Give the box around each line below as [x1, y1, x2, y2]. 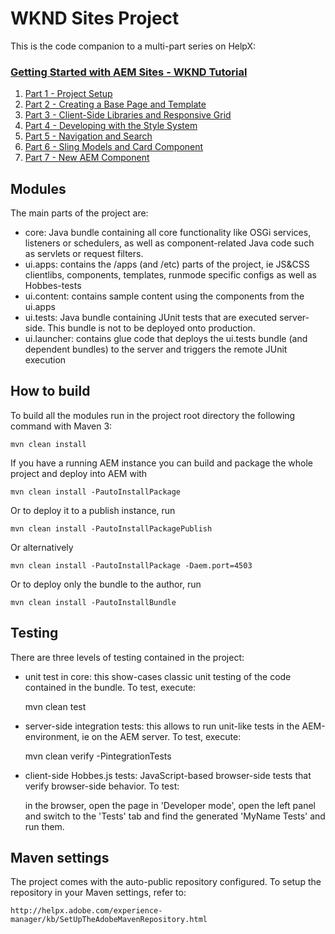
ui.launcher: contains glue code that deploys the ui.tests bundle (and [24, 333, 308, 345]
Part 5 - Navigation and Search [24, 130, 153, 142]
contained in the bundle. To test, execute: [24, 681, 197, 693]
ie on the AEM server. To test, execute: [81, 730, 242, 742]
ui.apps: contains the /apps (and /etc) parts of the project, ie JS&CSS [24, 258, 310, 271]
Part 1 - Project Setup [24, 88, 113, 100]
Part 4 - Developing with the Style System [24, 120, 198, 132]
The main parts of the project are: [10, 207, 149, 219]
